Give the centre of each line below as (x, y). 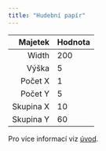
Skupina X (31, 106)
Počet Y (35, 94)
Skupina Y (31, 119)
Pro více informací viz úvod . (53, 138)
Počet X (35, 81)
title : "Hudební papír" (47, 15)
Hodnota (73, 42)
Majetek (34, 42)
